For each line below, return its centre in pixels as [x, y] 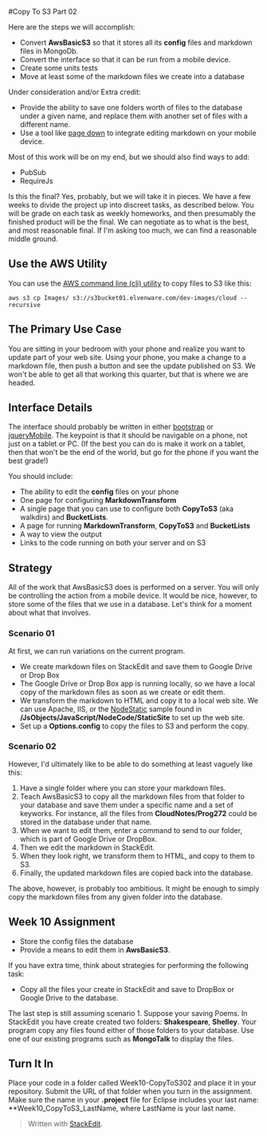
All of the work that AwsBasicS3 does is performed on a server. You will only [133, 588]
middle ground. [33, 239]
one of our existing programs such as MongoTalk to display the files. [121, 1038]
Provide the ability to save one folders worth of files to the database [131, 108]
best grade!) [29, 461]
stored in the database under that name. [86, 822]
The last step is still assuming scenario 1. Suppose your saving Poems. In [128, 1013]
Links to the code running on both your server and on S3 [113, 543]
